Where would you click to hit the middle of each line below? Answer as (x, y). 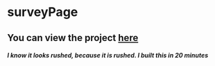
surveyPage (43, 12)
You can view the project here (73, 38)
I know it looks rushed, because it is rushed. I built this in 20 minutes (108, 56)
